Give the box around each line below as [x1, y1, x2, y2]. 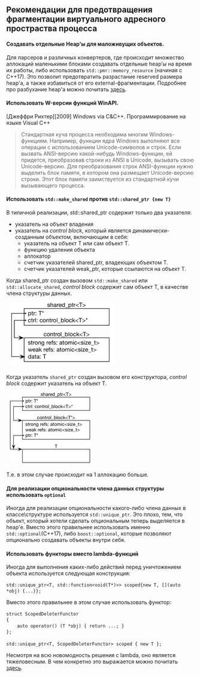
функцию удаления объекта [23, 246, 95, 253]
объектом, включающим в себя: [46, 234, 129, 240]
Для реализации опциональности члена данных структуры [6, 485, 165, 492]
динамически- [132, 227, 169, 234]
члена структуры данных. [6, 290, 72, 297]
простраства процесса [6, 23, 98, 34]
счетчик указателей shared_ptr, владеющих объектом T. [23, 259, 168, 266]
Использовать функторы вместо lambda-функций [6, 550, 139, 557]
